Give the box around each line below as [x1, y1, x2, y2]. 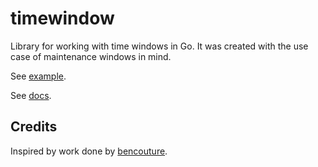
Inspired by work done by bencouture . [10, 145, 168, 157]
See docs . [10, 89, 52, 101]
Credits [10, 118, 58, 136]
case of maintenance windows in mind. [10, 50, 172, 62]
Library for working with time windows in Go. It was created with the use [10, 40, 309, 52]
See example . [10, 70, 67, 82]
